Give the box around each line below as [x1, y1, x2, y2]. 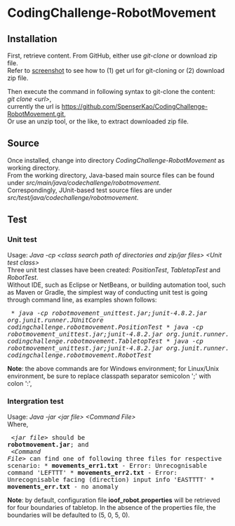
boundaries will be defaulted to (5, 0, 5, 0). [7, 511, 130, 519]
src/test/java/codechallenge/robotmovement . [7, 193, 139, 201]
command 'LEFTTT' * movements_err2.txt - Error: [7, 468, 177, 476]
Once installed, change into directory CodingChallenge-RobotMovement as [7, 156, 225, 164]
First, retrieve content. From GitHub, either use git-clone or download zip [7, 51, 217, 60]
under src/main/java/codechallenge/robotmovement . [7, 178, 161, 187]
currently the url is [7, 102, 60, 110]
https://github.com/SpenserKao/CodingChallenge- [61, 102, 208, 110]
